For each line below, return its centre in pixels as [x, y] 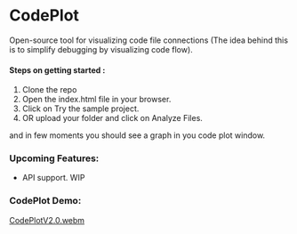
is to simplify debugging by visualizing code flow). [101, 49]
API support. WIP [53, 178]
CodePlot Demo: [45, 201]
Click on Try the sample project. [80, 109]
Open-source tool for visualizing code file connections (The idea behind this [149, 40]
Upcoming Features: [54, 158]
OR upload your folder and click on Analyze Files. [112, 118]
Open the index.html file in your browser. [96, 100]
